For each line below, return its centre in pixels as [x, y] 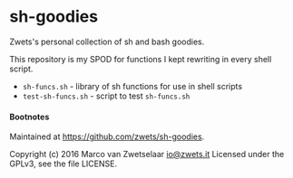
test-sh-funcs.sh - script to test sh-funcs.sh [106, 96]
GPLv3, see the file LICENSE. [63, 164]
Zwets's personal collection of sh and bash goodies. [107, 42]
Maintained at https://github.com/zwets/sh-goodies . [107, 136]
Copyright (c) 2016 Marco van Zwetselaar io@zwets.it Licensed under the [147, 155]
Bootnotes [29, 117]
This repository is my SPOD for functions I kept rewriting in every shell [141, 59]
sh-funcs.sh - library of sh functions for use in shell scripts [132, 86]
